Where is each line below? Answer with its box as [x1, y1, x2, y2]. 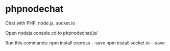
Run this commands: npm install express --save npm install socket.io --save [5, 39, 165, 46]
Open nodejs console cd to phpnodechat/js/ [5, 30, 98, 36]
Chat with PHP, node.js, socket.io [5, 20, 76, 26]
